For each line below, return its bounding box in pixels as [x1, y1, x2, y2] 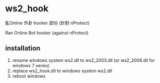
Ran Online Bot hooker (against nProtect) [5, 30, 89, 36]
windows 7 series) [12, 62, 50, 68]
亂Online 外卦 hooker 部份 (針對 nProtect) [5, 20, 90, 26]
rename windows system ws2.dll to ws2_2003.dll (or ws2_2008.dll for [12, 57, 155, 63]
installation [5, 44, 41, 52]
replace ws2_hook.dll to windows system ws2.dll [12, 68, 112, 74]
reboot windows [12, 73, 46, 79]
